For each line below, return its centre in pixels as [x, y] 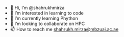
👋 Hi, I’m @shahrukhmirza [37, 8]
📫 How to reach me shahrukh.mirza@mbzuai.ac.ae [64, 29]
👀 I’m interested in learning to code [47, 13]
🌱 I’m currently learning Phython [44, 18]
